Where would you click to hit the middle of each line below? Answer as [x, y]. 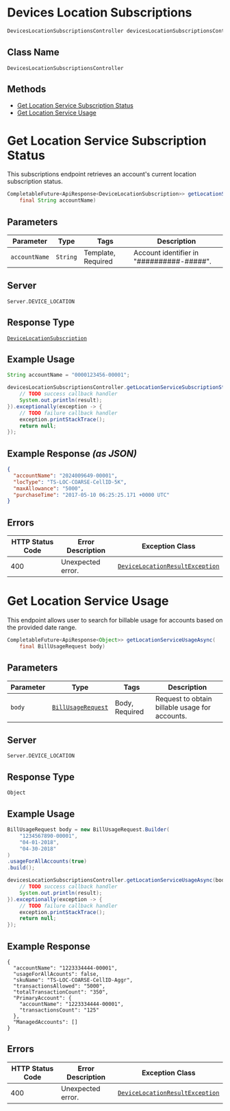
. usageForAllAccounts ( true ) [47, 862]
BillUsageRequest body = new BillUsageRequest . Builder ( [88, 830]
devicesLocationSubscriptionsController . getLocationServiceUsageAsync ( [111, 880]
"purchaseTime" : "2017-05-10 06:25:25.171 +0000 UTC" [91, 495]
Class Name [33, 52]
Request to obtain [183, 699]
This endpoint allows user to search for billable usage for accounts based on [115, 620]
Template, [100, 253]
